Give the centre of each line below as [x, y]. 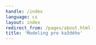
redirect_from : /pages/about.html [48, 28]
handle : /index [24, 11]
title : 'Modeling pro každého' [44, 33]
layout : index [23, 22]
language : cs [22, 17]
